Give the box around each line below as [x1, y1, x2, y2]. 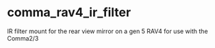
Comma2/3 [7, 34, 39, 42]
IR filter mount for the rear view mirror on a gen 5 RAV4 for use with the [7, 27, 208, 35]
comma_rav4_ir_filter [7, 5, 131, 20]
